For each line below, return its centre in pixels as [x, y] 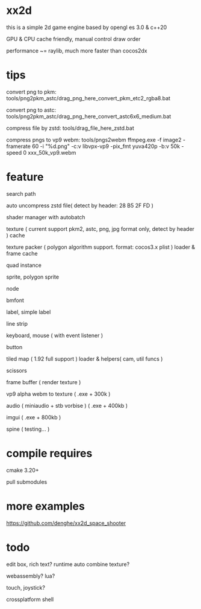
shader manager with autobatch [46, 217]
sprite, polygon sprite [32, 277]
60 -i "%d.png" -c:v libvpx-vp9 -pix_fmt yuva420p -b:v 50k [106, 146]
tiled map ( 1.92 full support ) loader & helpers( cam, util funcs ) [85, 359]
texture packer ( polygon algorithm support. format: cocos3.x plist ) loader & [101, 247]
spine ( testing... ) [28, 429]
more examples [46, 506]
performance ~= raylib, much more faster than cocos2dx [77, 50]
